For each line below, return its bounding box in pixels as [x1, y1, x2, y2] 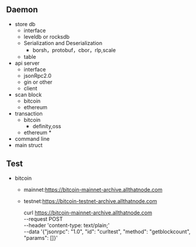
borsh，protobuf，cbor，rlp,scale [32, 46, 116, 53]
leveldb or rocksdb [23, 33, 70, 40]
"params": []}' [23, 234, 58, 241]
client [23, 84, 37, 91]
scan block [14, 91, 42, 98]
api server [14, 59, 40, 66]
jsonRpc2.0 [23, 72, 52, 79]
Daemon [6, 5, 38, 15]
